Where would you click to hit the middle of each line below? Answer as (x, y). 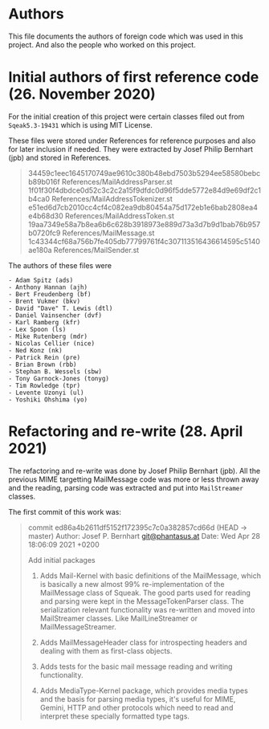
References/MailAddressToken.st (120, 216)
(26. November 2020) (82, 94)
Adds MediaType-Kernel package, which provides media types (144, 690)
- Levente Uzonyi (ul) (46, 393)
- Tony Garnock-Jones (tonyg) (59, 378)
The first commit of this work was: (65, 511)
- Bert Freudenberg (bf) (50, 294)
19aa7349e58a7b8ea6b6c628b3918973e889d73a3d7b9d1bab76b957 (144, 224)
